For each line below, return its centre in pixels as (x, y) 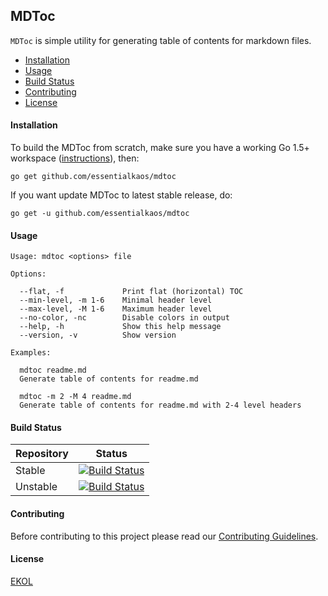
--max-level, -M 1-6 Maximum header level (116, 309)
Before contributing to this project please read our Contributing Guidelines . (164, 536)
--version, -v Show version (98, 335)
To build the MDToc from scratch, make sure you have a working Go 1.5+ (160, 148)
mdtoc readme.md (53, 370)
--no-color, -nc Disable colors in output (124, 318)
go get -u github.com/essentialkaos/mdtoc (100, 214)
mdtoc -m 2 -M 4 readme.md (75, 397)
